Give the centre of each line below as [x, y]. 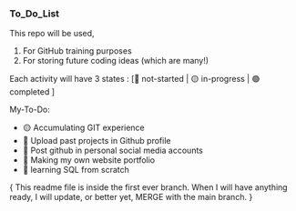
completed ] [32, 92]
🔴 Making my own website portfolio [89, 160]
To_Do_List [35, 14]
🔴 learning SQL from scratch [76, 170]
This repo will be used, [52, 34]
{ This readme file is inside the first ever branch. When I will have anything [149, 187]
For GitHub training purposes [77, 51]
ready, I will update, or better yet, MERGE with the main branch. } [131, 197]
